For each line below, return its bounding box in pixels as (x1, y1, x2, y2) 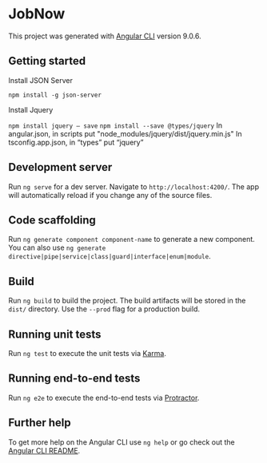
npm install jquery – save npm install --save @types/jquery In (8, 121, 222, 130)
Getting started (8, 54, 86, 68)
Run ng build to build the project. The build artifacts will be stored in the (8, 296, 246, 306)
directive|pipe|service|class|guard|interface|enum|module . (8, 251, 211, 261)
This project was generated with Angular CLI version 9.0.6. (8, 31, 201, 41)
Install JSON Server (8, 75, 74, 85)
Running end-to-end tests (8, 372, 141, 386)
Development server (8, 160, 113, 174)
